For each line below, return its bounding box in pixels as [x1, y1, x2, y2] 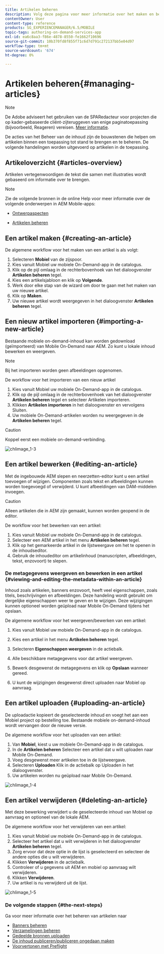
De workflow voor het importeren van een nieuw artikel [5, 377, 116, 383]
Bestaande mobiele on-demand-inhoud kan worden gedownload [5, 338, 135, 344]
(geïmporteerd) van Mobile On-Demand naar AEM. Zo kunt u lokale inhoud [5, 343, 155, 349]
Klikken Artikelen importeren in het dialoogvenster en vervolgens [12, 402, 145, 408]
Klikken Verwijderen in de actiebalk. [12, 859, 85, 865]
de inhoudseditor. [12, 547, 48, 553]
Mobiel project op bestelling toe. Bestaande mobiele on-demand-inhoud [5, 717, 150, 723]
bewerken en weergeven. [5, 348, 56, 354]
